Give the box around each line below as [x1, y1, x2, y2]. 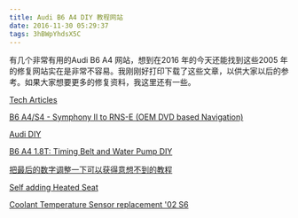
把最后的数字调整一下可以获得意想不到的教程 [9, 165, 173, 175]
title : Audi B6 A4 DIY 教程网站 [9, 12, 124, 22]
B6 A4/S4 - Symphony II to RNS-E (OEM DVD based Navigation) [9, 112, 244, 122]
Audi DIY [9, 129, 42, 140]
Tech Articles [9, 95, 58, 105]
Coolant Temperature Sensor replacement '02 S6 [9, 199, 189, 210]
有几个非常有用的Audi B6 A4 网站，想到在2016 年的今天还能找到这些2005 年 [9, 55, 288, 66]
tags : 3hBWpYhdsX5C [9, 29, 82, 38]
